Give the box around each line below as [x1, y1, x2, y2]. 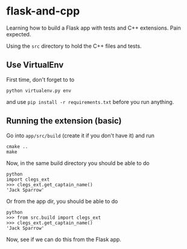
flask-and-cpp [6, 4, 80, 18]
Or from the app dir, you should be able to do [6, 198, 118, 205]
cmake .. [6, 143, 28, 149]
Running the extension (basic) [6, 116, 122, 126]
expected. [6, 30, 31, 37]
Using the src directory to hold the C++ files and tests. [6, 42, 142, 50]
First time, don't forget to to [6, 76, 75, 83]
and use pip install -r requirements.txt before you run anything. [6, 98, 174, 105]
